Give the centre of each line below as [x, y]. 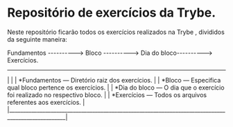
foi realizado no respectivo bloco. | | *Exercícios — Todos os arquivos [107, 94]
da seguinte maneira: [37, 39]
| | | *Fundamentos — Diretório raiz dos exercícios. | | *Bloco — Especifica [114, 80]
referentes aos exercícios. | [46, 102]
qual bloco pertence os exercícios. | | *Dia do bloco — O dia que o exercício [116, 87]
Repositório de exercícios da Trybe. [112, 13]
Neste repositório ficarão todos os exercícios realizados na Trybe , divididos [116, 32]
